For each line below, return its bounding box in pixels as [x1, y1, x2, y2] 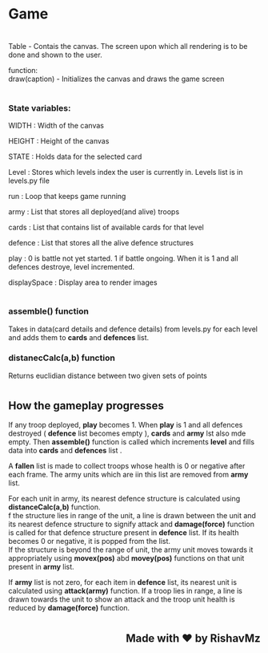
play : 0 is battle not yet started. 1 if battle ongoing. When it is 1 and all [8, 253, 238, 263]
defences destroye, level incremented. [8, 262, 135, 271]
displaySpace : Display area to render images [8, 278, 158, 287]
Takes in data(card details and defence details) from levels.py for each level [8, 324, 258, 334]
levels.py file [8, 176, 50, 185]
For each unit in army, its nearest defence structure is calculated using [8, 494, 241, 504]
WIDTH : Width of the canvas [8, 120, 104, 130]
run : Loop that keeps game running [8, 191, 126, 201]
